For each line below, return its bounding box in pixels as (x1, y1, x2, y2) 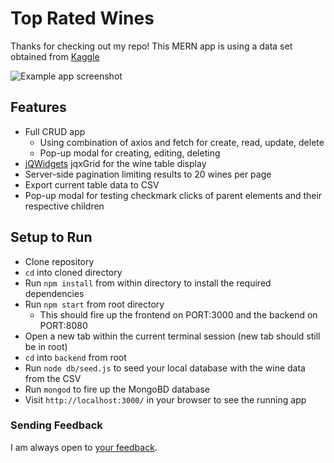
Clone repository (24, 255, 95, 267)
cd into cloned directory (24, 266, 123, 278)
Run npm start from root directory (24, 298, 165, 310)
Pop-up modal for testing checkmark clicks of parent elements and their (24, 189, 323, 201)
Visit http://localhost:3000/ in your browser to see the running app (24, 393, 307, 406)
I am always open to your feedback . (10, 441, 158, 453)
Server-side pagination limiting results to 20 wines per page (24, 168, 272, 180)
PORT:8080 (39, 319, 88, 331)
